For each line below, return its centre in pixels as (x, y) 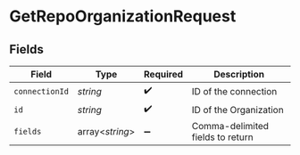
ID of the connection (234, 91)
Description (239, 74)
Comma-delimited (230, 126)
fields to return (223, 137)
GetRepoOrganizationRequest (123, 16)
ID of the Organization (237, 110)
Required (163, 74)
